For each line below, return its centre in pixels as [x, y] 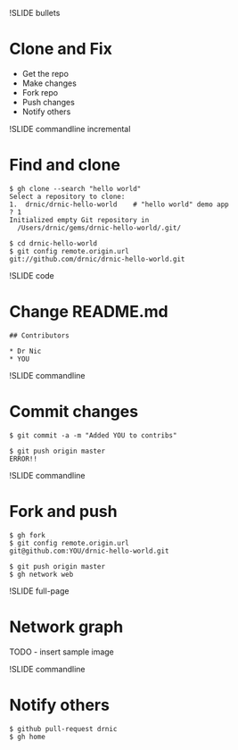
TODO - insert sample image [62, 652]
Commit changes [74, 412]
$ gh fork [28, 535]
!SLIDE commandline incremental [70, 129]
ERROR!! [24, 459]
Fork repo [40, 92]
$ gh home [28, 737]
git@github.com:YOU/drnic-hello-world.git [89, 551]
